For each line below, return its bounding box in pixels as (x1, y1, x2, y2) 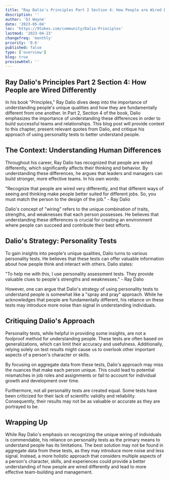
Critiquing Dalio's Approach (5, 317, 95, 325)
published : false (5, 45, 42, 50)
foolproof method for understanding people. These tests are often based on (5, 335, 163, 341)
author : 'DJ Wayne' (5, 17, 47, 22)
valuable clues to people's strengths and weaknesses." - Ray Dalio (5, 276, 144, 282)
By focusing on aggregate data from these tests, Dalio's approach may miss (5, 361, 163, 367)
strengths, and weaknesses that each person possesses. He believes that (5, 211, 159, 217)
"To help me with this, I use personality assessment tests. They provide (5, 271, 154, 277)
